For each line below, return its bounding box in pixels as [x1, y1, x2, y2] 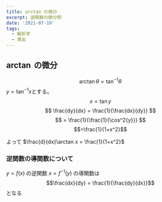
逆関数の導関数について [6, 155, 74, 163]
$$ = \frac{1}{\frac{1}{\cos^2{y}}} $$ [54, 116, 146, 123]
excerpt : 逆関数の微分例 [6, 14, 62, 20]
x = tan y [89, 98, 112, 105]
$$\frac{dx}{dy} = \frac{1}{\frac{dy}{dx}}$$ [46, 179, 155, 186]
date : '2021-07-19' [6, 20, 55, 26]
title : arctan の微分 [6, 8, 57, 15]
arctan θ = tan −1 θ [79, 76, 122, 85]
